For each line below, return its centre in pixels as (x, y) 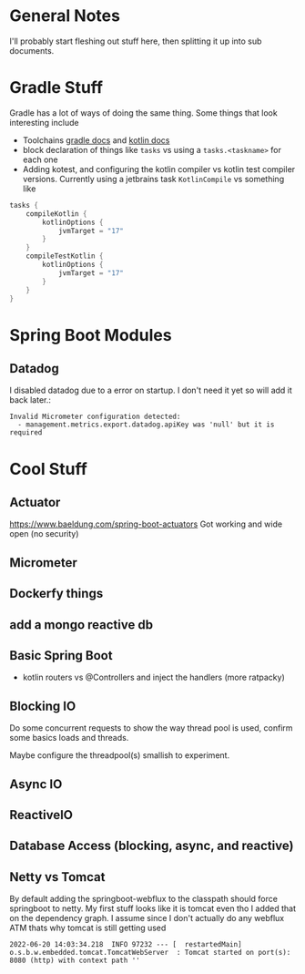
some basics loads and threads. (69, 738)
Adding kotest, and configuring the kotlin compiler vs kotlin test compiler (159, 169)
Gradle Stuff (56, 88)
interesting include (44, 122)
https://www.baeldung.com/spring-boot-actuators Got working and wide (146, 524)
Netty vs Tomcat (57, 877)
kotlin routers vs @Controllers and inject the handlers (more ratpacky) (153, 677)
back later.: (30, 400)
